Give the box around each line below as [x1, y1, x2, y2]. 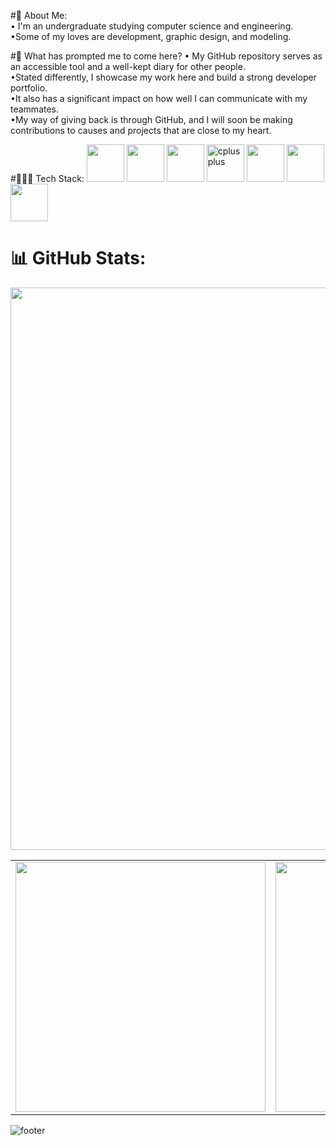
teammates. [10, 103, 60, 115]
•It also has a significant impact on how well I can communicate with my [10, 93, 308, 104]
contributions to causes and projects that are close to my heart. [10, 125, 272, 136]
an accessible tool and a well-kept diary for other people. [10, 61, 246, 72]
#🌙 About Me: [10, 10, 68, 21]
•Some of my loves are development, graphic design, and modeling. [10, 31, 292, 42]
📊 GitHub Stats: [10, 247, 147, 270]
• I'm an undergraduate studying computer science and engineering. [10, 20, 294, 32]
